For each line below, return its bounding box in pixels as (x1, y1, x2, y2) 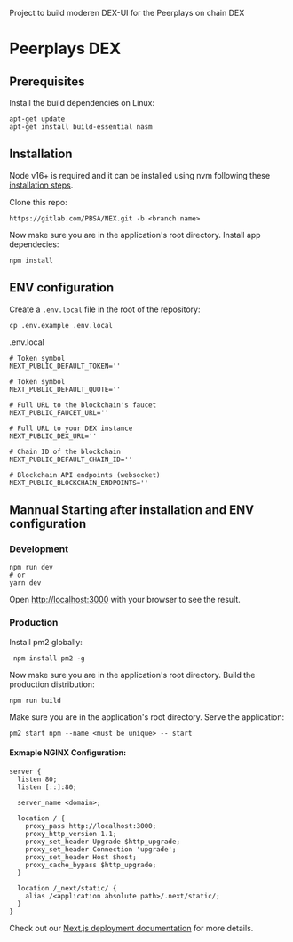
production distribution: (9, 679, 95, 690)
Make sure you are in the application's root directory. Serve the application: (9, 711, 285, 722)
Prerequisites (9, 74, 85, 89)
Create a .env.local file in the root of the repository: (9, 304, 201, 315)
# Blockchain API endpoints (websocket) (9, 470, 162, 479)
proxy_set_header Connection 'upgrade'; (25, 844, 177, 854)
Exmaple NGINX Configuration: (9, 747, 127, 758)
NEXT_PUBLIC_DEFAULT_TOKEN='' (9, 362, 122, 371)
